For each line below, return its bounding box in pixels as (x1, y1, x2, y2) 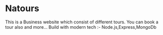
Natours (5, 3, 40, 14)
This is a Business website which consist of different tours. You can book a (5, 19, 159, 25)
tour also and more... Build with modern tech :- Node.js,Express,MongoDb (5, 24, 157, 30)
